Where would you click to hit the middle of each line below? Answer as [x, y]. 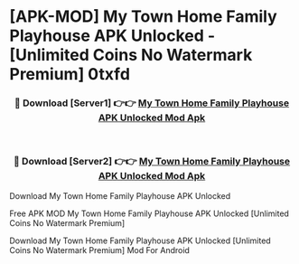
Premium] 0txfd [70, 75]
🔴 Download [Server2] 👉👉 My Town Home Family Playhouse [152, 162]
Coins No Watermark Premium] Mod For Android [99, 250]
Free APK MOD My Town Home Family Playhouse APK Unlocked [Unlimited [149, 213]
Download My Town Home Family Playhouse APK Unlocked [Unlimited [140, 240]
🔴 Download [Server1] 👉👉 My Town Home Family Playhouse [152, 103]
